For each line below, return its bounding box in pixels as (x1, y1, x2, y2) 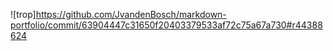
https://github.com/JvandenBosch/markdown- (35, 9, 227, 20)
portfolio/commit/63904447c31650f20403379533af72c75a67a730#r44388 (10, 19, 323, 31)
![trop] (10, 9, 37, 20)
